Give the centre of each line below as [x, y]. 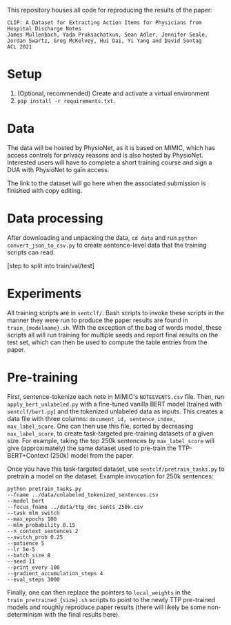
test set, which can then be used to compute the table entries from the [107, 342]
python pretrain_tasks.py [44, 489]
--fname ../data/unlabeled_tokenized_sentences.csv [83, 495]
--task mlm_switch [33, 513]
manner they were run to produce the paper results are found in [98, 320]
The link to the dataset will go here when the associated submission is [107, 183]
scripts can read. [31, 252]
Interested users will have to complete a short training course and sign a [110, 162]
